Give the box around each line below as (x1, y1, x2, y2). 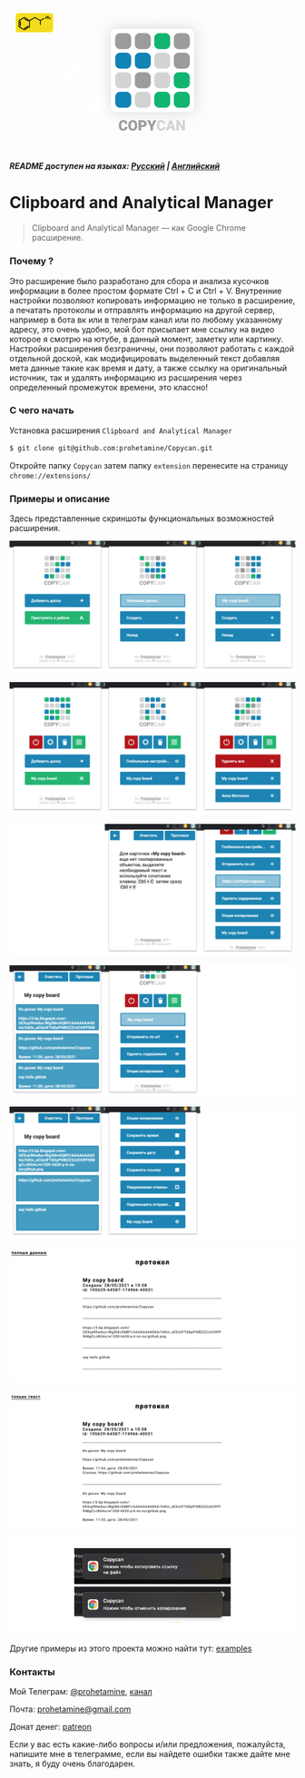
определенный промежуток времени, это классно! (9, 381, 209, 392)
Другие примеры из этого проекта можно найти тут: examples (9, 1643, 252, 1654)
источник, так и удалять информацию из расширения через (9, 371, 242, 383)
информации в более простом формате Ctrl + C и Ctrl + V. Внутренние (9, 285, 282, 296)
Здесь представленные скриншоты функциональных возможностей (9, 513, 275, 524)
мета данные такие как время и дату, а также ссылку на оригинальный (9, 362, 288, 373)
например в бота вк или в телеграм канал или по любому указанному (9, 314, 283, 325)
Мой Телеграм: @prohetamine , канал (9, 1686, 152, 1697)
